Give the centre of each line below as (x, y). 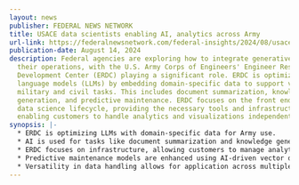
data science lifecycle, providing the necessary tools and (131, 109)
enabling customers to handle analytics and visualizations (131, 117)
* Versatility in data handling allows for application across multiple (155, 166)
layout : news (33, 17)
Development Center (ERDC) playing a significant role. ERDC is (139, 76)
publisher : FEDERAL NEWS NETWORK (71, 26)
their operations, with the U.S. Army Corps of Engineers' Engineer (147, 68)
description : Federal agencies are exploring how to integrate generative (151, 59)
